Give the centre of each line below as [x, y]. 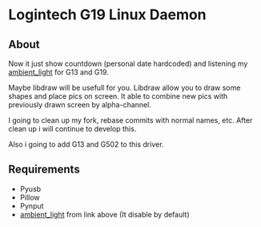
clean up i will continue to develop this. [72, 129]
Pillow [30, 197]
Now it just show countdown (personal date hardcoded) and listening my [128, 63]
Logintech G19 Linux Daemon [107, 15]
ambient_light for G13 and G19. [59, 72]
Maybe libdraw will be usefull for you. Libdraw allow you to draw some [124, 87]
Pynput [32, 205]
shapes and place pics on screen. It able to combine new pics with [118, 96]
